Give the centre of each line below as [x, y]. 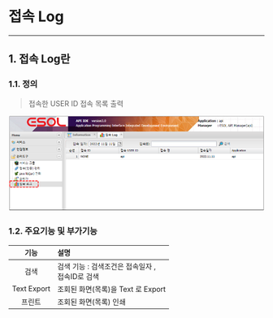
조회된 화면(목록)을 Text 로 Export [112, 289]
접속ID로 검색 [78, 276]
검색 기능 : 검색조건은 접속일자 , [106, 266]
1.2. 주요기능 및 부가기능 [53, 231]
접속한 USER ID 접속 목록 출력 [76, 103]
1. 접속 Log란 [39, 59]
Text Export [31, 289]
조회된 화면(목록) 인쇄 [91, 302]
